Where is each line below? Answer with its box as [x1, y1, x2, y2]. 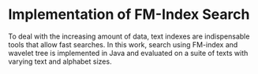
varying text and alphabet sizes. [8, 57, 112, 66]
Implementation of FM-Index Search [8, 6, 250, 24]
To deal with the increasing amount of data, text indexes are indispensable [8, 31, 250, 41]
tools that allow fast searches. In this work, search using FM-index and [8, 39, 238, 49]
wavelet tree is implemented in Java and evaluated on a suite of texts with [8, 48, 249, 57]
